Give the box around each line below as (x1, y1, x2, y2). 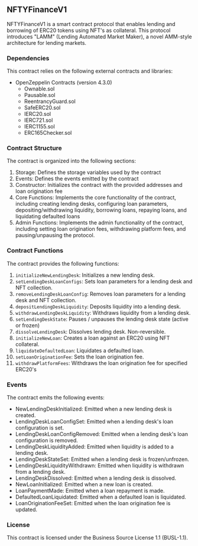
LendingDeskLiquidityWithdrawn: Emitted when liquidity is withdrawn (15, 462, 184, 469)
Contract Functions (7, 247, 64, 255)
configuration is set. (15, 424, 64, 431)
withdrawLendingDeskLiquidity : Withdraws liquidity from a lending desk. (15, 309, 191, 316)
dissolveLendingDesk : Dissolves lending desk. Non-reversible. (15, 328, 166, 335)
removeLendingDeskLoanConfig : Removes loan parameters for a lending (15, 290, 186, 298)
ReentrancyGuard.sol (24, 98, 76, 105)
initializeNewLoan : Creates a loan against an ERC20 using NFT (15, 334, 170, 341)
